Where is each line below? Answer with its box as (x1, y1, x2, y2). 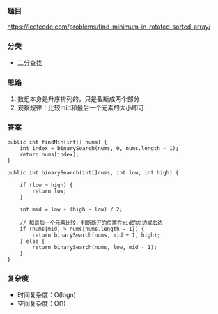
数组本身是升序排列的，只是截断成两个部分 (17, 94, 140, 103)
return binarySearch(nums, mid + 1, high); (32, 232, 160, 239)
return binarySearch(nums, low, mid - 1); (32, 244, 157, 251)
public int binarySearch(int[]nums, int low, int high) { (7, 170, 179, 177)
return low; (32, 188, 68, 195)
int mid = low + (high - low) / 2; (20, 206, 123, 214)
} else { (20, 238, 45, 245)
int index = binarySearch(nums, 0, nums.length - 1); (20, 145, 179, 152)
